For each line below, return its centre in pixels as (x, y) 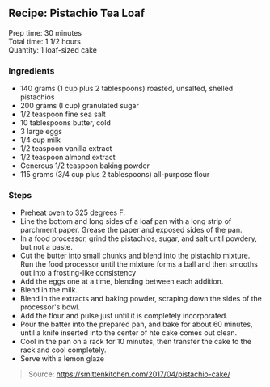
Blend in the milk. (49, 290)
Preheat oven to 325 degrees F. (73, 212)
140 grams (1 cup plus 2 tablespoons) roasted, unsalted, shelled (127, 89)
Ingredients (32, 70)
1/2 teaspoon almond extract (67, 158)
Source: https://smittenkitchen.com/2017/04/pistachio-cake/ (129, 374)
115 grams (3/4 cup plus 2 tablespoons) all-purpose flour (115, 175)
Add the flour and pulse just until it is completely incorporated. (124, 316)
